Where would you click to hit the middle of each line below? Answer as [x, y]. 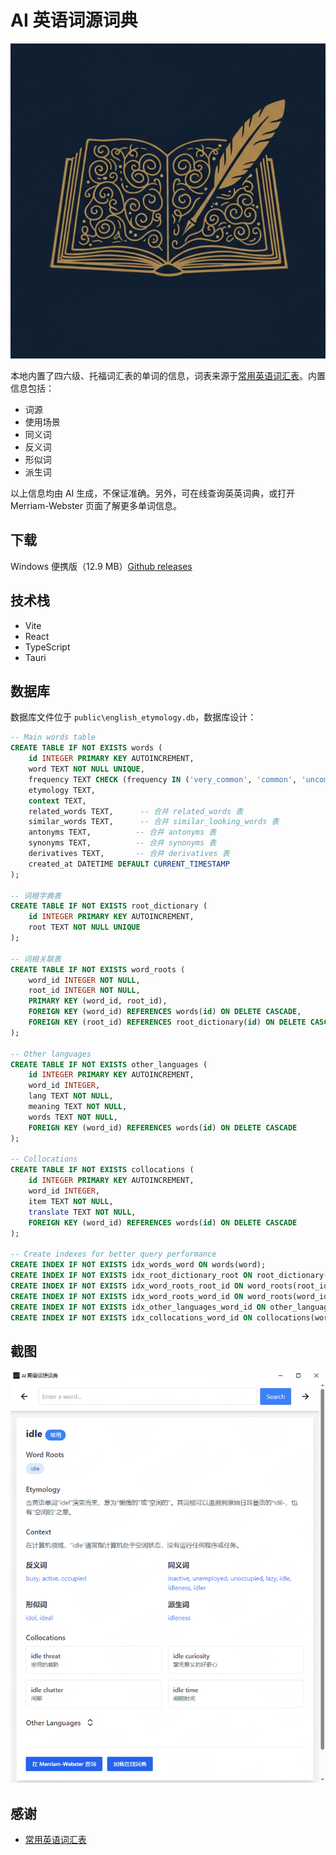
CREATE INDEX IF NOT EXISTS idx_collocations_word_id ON [131, 1317]
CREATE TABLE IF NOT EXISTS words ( [86, 748]
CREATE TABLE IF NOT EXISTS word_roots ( [98, 969]
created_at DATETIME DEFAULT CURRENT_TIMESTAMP [129, 864]
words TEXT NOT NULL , [73, 1117]
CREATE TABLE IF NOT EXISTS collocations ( [102, 1170]
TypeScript [47, 647]
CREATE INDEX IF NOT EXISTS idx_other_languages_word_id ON [138, 1307]
